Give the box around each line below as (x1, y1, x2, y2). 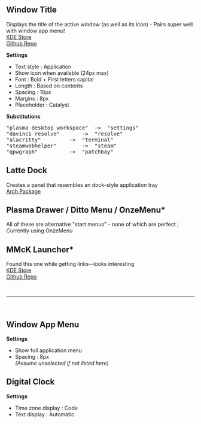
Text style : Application (14, 63, 72, 70)
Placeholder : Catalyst (14, 101, 70, 108)
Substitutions (6, 113, 41, 120)
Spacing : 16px (14, 88, 51, 95)
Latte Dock (6, 165, 48, 175)
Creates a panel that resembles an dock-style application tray (6, 181, 159, 188)
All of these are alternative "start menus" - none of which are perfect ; (6, 221, 179, 228)
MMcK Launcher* (6, 244, 74, 255)
